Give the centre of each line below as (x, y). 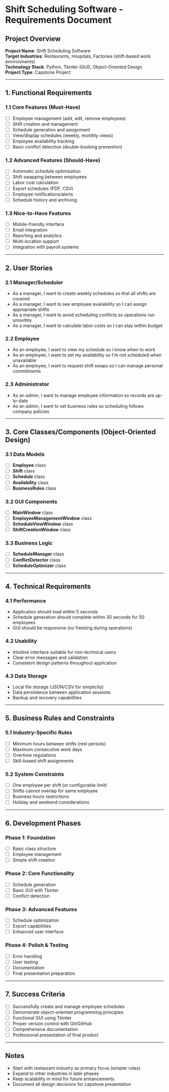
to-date (20, 401)
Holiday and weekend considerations (51, 802)
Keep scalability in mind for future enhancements (63, 1079)
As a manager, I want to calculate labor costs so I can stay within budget (88, 326)
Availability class (30, 482)
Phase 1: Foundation (30, 837)
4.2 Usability (21, 641)
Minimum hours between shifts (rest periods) (59, 743)
